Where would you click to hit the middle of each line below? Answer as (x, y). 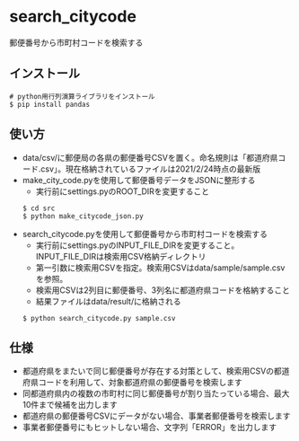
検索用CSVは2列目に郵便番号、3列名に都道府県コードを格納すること (163, 290)
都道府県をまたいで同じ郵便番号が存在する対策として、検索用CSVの (148, 371)
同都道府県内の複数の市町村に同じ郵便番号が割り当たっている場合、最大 (156, 393)
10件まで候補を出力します (70, 405)
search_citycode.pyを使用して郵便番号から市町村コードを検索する (145, 234)
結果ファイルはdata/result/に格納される (108, 301)
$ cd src (39, 208)
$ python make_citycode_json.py (83, 216)
